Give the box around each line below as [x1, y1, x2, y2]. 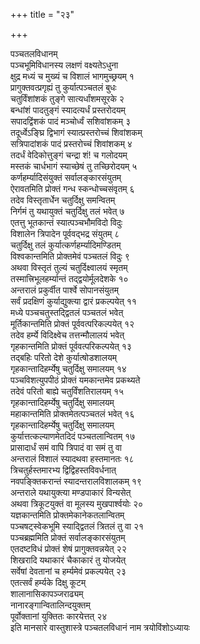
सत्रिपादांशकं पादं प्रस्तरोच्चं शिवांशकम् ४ [10, 138, 133, 149]
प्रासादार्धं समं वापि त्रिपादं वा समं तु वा [10, 442, 122, 453]
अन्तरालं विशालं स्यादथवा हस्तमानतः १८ [10, 453, 135, 464]
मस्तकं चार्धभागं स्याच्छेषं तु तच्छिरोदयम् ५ [10, 160, 138, 172]
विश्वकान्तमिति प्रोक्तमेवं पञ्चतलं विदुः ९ [10, 250, 130, 262]
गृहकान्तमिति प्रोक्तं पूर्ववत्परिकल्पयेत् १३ [10, 340, 132, 352]
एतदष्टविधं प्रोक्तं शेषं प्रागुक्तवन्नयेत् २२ [10, 543, 127, 554]
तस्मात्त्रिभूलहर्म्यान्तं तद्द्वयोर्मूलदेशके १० [10, 273, 129, 284]
